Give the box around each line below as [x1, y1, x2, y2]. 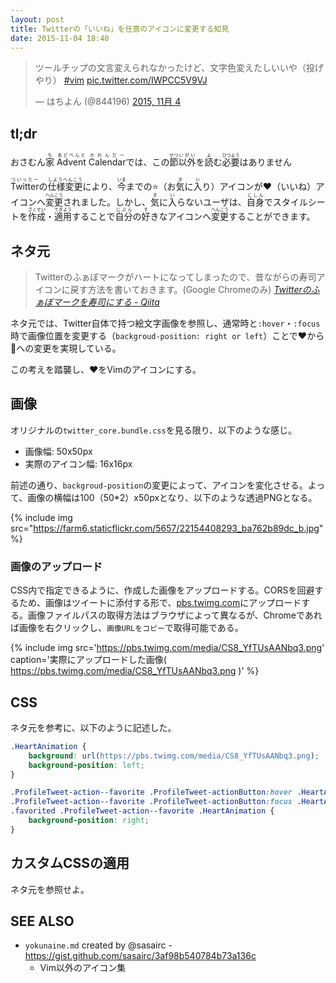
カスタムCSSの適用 [10, 855, 130, 872]
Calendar [88, 156, 127, 168]
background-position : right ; [28, 816, 150, 826]
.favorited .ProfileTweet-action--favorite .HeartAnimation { [10, 806, 275, 816]
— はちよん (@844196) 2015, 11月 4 [34, 96, 182, 108]
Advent [56, 156, 87, 168]
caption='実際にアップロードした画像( [10, 654, 167, 666]
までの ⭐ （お [125, 181, 177, 193]
